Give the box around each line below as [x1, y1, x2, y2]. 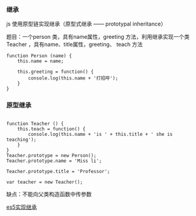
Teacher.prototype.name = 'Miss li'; [6, 158, 102, 164]
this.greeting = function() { [17, 69, 94, 75]
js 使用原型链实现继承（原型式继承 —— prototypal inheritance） [6, 20, 166, 28]
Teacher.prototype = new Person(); [6, 152, 97, 158]
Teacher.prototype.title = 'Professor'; [6, 168, 111, 174]
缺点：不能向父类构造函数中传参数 [6, 190, 92, 198]
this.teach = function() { [17, 126, 86, 132]
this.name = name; [17, 58, 64, 64]
